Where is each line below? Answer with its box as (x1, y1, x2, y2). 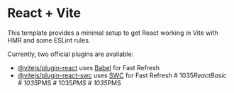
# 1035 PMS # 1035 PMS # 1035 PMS (17, 78, 122, 87)
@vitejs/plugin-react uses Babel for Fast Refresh (17, 63, 160, 72)
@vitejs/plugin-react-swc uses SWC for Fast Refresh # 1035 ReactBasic (17, 71, 227, 80)
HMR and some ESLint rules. (7, 35, 91, 44)
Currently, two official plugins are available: (7, 50, 134, 58)
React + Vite (7, 5, 82, 21)
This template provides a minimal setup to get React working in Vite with (7, 28, 218, 37)
